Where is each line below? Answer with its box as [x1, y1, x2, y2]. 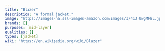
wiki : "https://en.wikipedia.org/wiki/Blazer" [5, 39, 102, 44]
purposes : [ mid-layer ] [5, 25, 52, 30]
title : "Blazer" [5, 7, 38, 12]
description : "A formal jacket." [5, 12, 74, 17]
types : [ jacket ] [5, 34, 38, 39]
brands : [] [5, 20, 27, 26]
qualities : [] [5, 30, 34, 34]
